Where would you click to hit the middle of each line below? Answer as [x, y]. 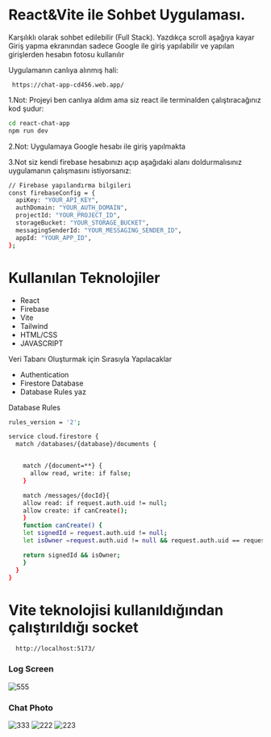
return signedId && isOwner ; [72, 555]
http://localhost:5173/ [55, 649]
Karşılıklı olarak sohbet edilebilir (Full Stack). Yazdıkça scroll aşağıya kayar [131, 37]
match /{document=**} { [63, 466]
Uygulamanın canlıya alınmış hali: [63, 69]
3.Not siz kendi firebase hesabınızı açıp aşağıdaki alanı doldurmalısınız [125, 162]
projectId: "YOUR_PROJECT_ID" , [68, 216]
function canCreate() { [63, 526]
